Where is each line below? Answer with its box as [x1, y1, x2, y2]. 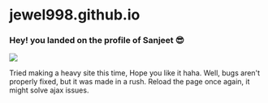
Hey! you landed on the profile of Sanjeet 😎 [9, 35, 185, 46]
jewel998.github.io [9, 6, 140, 24]
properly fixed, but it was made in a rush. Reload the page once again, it [9, 77, 250, 87]
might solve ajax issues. [9, 85, 89, 95]
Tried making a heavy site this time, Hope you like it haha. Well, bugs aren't [9, 68, 261, 78]
